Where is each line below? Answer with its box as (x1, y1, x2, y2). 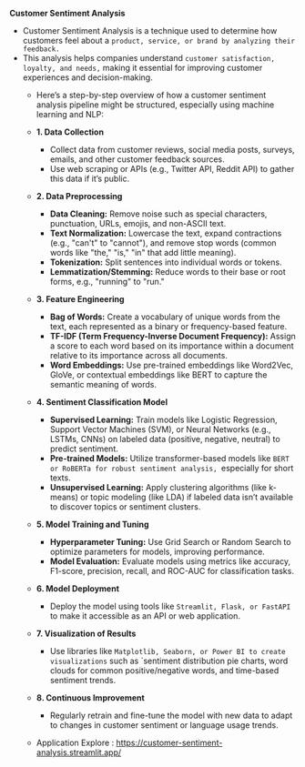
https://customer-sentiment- (116, 737, 223, 748)
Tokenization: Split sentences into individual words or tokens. (49, 257, 282, 267)
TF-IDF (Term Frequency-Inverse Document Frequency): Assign (49, 331, 296, 341)
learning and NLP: (36, 109, 105, 119)
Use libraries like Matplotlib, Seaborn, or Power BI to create (49, 646, 286, 656)
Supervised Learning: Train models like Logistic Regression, (49, 414, 278, 425)
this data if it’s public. (49, 173, 130, 184)
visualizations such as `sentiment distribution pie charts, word (49, 655, 289, 666)
